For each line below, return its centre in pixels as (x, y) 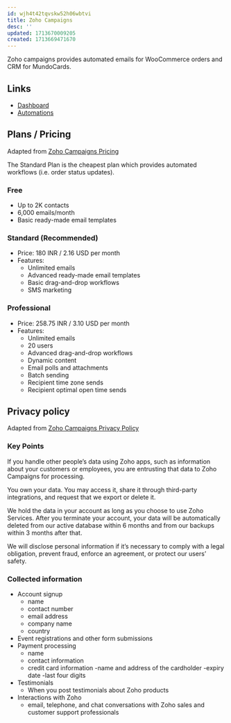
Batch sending (48, 375)
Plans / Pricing (39, 135)
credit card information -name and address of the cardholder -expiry (126, 668)
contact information (56, 660)
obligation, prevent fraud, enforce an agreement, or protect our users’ (107, 553)
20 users (40, 346)
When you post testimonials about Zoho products (98, 690)
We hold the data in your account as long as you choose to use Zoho (105, 510)
